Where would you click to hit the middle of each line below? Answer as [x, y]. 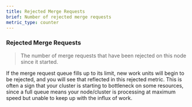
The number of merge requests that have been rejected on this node [103, 56]
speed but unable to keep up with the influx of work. [69, 98]
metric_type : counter [33, 22]
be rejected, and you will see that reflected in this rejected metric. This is [94, 79]
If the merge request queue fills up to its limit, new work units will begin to [95, 73]
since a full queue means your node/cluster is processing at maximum [91, 92]
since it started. [39, 61]
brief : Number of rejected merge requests [59, 17]
